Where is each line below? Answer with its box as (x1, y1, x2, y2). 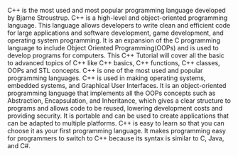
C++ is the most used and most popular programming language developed (7, 6, 226, 14)
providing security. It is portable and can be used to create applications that (7, 111, 229, 120)
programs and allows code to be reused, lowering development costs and (7, 104, 223, 112)
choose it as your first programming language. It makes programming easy (7, 127, 226, 135)
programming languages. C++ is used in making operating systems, (7, 74, 206, 82)
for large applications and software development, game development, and (7, 28, 224, 37)
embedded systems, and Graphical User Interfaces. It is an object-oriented (7, 82, 227, 89)
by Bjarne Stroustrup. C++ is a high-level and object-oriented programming (7, 13, 228, 22)
